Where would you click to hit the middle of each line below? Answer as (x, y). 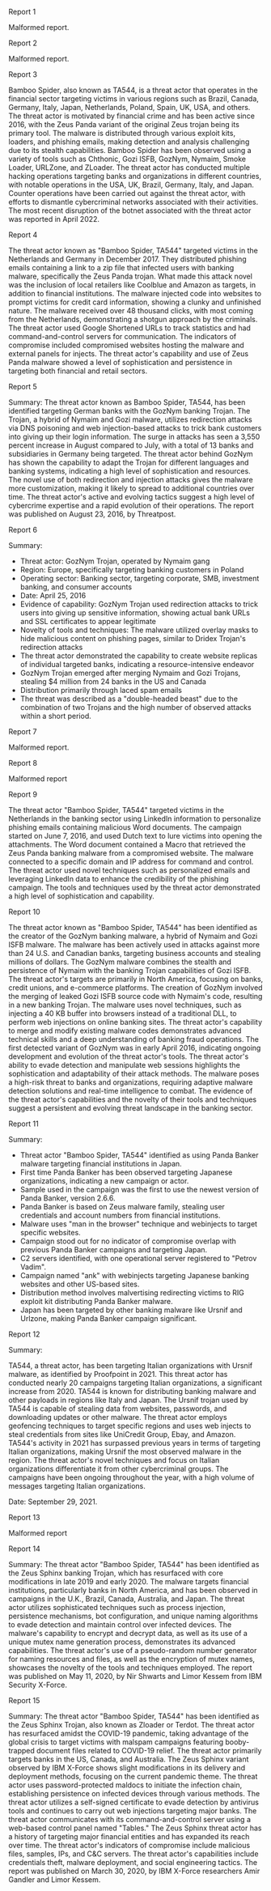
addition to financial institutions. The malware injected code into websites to (135, 293)
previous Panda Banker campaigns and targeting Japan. (114, 1249)
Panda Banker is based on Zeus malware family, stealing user (122, 1207)
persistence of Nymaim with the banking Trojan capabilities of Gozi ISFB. (130, 970)
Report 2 (23, 43)
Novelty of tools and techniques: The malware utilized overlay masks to (139, 630)
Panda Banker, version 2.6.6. (68, 1198)
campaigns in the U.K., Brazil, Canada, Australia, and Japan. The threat (127, 1599)
